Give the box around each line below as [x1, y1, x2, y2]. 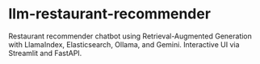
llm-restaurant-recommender [8, 5, 212, 23]
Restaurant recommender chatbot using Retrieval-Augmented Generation [8, 31, 253, 41]
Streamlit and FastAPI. [8, 48, 82, 58]
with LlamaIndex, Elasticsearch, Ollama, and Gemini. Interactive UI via [8, 39, 240, 49]
